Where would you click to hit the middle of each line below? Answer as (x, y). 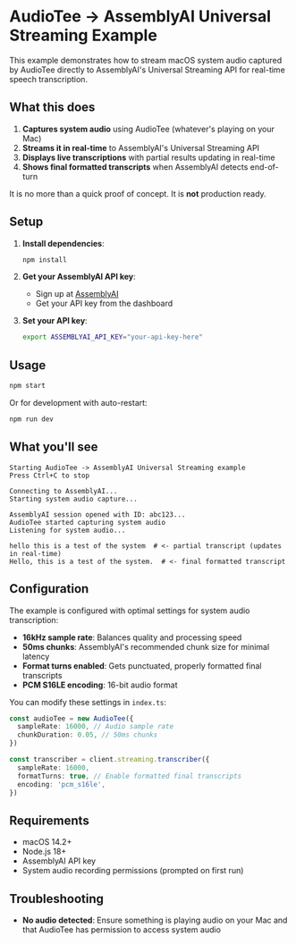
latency (36, 656)
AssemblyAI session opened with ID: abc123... (97, 514)
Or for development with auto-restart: (78, 403)
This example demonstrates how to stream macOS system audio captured (146, 60)
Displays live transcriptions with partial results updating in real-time (148, 157)
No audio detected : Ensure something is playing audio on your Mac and (155, 920)
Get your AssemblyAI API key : (79, 277)
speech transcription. (48, 79)
